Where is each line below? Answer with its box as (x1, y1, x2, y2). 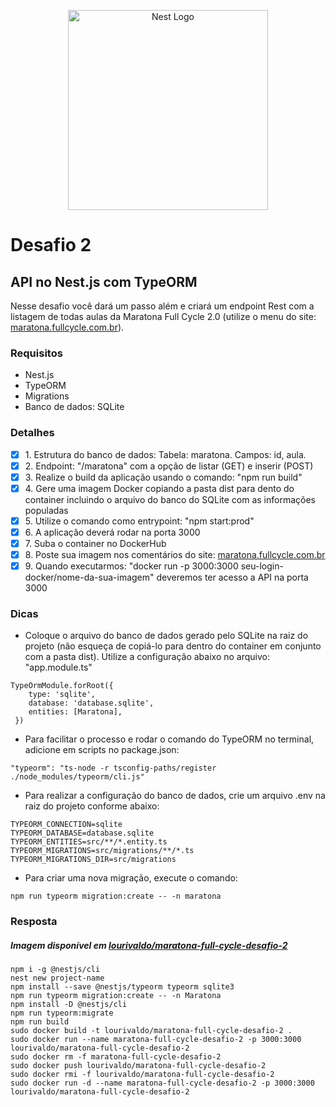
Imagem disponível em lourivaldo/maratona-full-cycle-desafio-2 (10, 939, 288, 951)
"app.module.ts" (24, 661, 93, 674)
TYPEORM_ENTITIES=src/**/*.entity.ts (10, 837, 168, 847)
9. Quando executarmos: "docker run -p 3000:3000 (24, 560, 239, 572)
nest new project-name (10, 973, 105, 984)
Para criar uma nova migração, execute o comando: (24, 872, 238, 884)
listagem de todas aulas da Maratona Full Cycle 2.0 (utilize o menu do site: (10, 311, 317, 322)
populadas (24, 504, 69, 516)
